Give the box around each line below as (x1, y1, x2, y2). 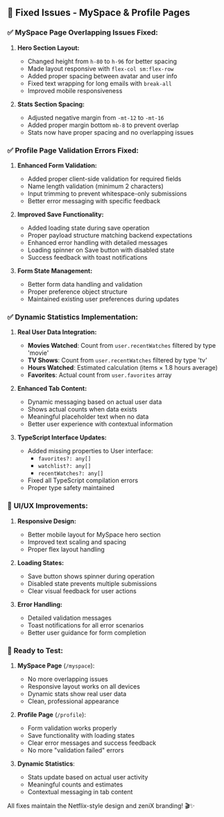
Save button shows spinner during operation (27, 572, 155, 580)
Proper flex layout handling (27, 545, 105, 553)
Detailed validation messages (27, 614, 112, 622)
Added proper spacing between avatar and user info (27, 71, 178, 80)
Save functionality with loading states (27, 731, 135, 739)
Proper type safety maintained (27, 484, 114, 492)
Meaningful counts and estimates (27, 780, 123, 789)
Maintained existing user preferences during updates (27, 294, 180, 303)
